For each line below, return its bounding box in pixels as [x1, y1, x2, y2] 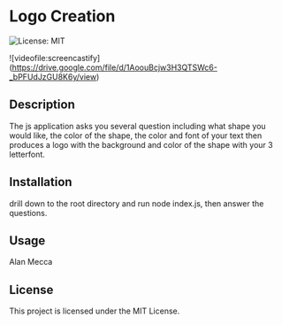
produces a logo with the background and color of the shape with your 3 [9, 139, 273, 150]
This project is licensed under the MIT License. [9, 306, 180, 316]
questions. [9, 207, 48, 218]
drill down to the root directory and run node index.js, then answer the [9, 197, 264, 209]
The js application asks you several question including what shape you [9, 120, 267, 131]
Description [9, 97, 75, 112]
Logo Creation [9, 6, 116, 27]
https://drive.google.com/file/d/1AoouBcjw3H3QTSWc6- [11, 62, 218, 73]
